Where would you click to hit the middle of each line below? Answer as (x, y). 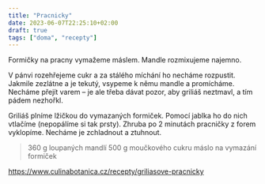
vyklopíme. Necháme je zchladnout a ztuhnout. (85, 133)
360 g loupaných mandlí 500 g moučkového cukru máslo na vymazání (142, 148)
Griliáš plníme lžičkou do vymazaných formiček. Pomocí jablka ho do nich (128, 116)
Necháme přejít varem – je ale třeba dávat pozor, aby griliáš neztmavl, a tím (131, 92)
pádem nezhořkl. (36, 100)
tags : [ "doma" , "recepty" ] (53, 38)
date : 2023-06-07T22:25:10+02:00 (63, 23)
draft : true (28, 30)
